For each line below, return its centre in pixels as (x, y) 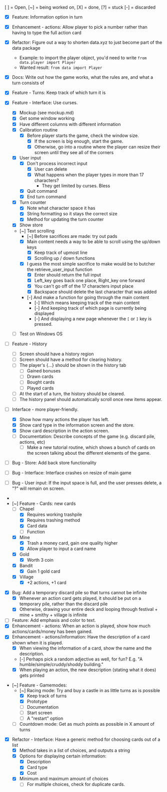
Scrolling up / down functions (65, 258)
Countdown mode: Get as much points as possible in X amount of (87, 724)
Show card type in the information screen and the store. (77, 425)
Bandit (26, 565)
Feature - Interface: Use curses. (45, 103)
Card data (37, 526)
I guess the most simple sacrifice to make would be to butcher (91, 263)
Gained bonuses (44, 371)
